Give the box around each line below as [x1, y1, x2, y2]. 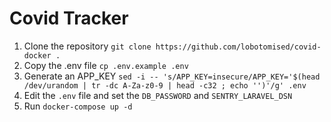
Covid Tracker [9, 7, 129, 30]
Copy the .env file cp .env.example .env [23, 59, 189, 71]
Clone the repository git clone [23, 40, 152, 52]
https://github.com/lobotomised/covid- [155, 42, 322, 52]
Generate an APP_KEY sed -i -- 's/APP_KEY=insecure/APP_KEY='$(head [23, 70, 321, 82]
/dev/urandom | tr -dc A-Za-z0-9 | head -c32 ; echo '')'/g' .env [23, 80, 307, 91]
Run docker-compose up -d [23, 100, 133, 112]
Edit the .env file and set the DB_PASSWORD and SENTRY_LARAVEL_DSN [23, 89, 293, 101]
